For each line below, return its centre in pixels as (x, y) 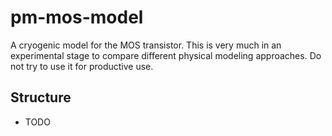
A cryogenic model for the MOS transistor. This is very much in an (146, 45)
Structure (41, 97)
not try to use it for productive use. (82, 66)
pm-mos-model (77, 17)
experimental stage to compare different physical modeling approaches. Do (166, 55)
